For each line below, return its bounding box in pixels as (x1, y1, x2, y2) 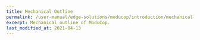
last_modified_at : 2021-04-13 (6, 25, 82, 31)
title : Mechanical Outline (6, 8, 73, 15)
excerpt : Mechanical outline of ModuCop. (6, 19, 111, 25)
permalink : (6, 14, 33, 20)
